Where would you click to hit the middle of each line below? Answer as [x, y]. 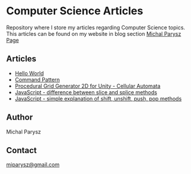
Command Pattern [37, 79]
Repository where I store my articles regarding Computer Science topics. [96, 27]
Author [19, 117]
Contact [21, 150]
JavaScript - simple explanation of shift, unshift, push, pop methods [98, 98]
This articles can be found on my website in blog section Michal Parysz [94, 33]
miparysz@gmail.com [33, 164]
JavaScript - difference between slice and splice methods [86, 92]
